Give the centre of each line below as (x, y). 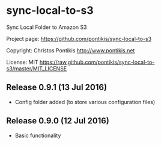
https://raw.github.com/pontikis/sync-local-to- (97, 62)
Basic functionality (38, 135)
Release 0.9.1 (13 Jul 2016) (56, 88)
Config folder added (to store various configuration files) (85, 102)
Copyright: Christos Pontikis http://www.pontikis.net (71, 50)
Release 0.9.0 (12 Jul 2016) (58, 121)
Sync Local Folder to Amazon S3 (47, 27)
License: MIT (22, 62)
